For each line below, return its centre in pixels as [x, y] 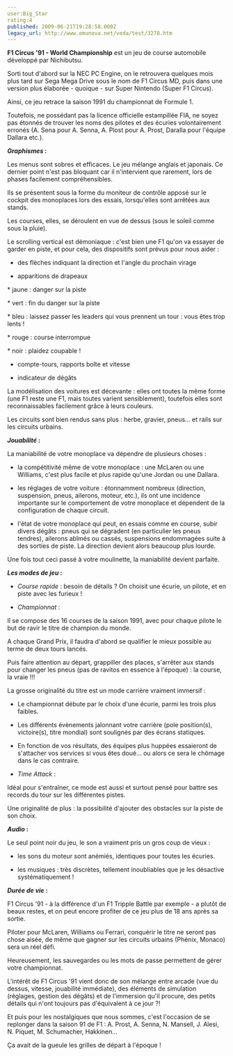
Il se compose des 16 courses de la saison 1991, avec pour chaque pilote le [114, 621]
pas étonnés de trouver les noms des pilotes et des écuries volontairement [114, 123]
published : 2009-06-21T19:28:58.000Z [62, 26]
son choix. [22, 816]
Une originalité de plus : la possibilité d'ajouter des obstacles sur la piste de [115, 809]
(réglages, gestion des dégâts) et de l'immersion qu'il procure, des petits [111, 996]
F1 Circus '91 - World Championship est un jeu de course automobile [107, 53]
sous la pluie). [27, 228]
